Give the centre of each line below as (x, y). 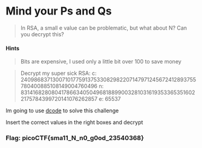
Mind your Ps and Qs (59, 11)
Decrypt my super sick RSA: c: (59, 73)
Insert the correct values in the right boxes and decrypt (74, 123)
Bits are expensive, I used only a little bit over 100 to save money (101, 62)
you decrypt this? (42, 34)
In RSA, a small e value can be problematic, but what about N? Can (104, 28)
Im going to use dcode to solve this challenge (62, 111)
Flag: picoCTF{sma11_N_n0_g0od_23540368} (75, 138)
